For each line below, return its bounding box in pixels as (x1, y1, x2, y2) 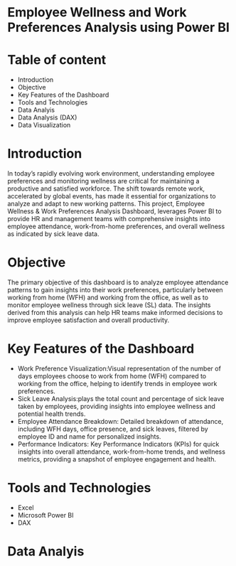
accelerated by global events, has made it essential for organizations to (7, 192, 216, 201)
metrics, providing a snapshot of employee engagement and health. (17, 454, 217, 463)
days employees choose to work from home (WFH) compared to (17, 371, 207, 380)
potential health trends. (17, 410, 86, 418)
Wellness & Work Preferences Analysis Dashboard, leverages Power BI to (7, 207, 222, 215)
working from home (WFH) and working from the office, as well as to (7, 293, 208, 301)
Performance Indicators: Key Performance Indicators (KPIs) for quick (17, 439, 220, 448)
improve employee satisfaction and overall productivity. (7, 316, 170, 324)
